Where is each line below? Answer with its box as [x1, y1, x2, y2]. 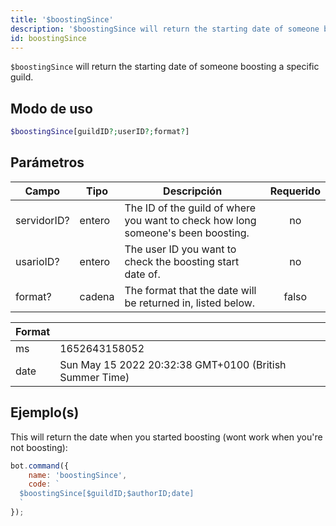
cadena [79, 289, 115, 303]
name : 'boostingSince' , [28, 470, 128, 480]
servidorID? [15, 213, 70, 227]
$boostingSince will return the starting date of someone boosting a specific [10, 61, 320, 73]
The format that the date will [124, 283, 257, 297]
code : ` [28, 479, 60, 490]
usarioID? [15, 254, 60, 268]
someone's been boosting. [124, 226, 250, 240]
